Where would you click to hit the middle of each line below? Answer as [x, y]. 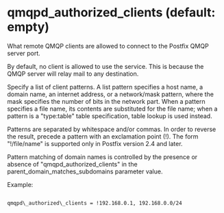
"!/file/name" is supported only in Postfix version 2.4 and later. [95, 143]
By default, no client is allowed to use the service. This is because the [105, 66]
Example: [20, 184]
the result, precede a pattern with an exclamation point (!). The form [103, 136]
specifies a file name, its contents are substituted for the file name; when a [112, 109]
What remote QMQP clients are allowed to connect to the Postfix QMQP [108, 46]
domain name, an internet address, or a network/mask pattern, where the [111, 94]
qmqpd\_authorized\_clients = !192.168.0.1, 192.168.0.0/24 [95, 203]
